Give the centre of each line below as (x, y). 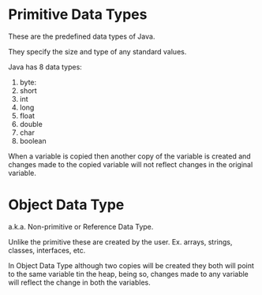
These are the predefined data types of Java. (82, 36)
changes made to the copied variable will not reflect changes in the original (131, 164)
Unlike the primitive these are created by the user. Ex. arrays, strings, (120, 241)
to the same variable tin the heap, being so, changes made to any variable (128, 274)
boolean (33, 140)
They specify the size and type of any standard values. (97, 51)
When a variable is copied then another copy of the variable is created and (129, 156)
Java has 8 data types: (45, 67)
